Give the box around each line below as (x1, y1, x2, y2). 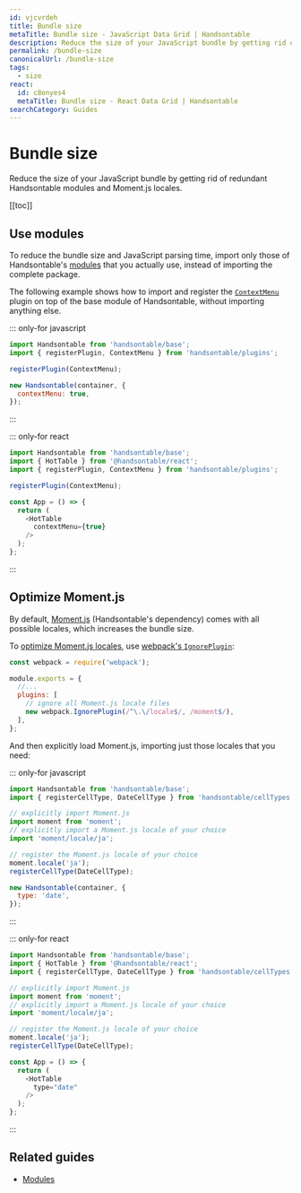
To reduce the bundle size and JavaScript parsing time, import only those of (9, 250, 290, 260)
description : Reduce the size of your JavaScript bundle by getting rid (9, 38, 287, 48)
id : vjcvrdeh (9, 13, 58, 22)
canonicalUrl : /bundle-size (9, 55, 115, 64)
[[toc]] (9, 200, 33, 211)
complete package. (9, 269, 81, 279)
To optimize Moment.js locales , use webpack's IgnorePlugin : (9, 640, 235, 651)
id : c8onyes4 (17, 88, 66, 97)
